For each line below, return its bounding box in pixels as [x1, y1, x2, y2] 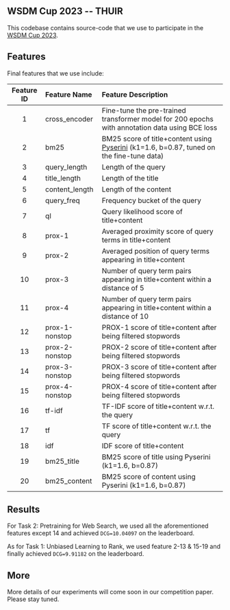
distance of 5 [101, 283, 145, 292]
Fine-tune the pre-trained [101, 106, 186, 115]
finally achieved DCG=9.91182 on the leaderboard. [7, 550, 144, 558]
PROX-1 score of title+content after [101, 322, 217, 332]
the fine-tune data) [101, 151, 164, 161]
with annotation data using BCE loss [101, 123, 218, 132]
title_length [45, 173, 81, 183]
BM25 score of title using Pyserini [101, 452, 211, 462]
